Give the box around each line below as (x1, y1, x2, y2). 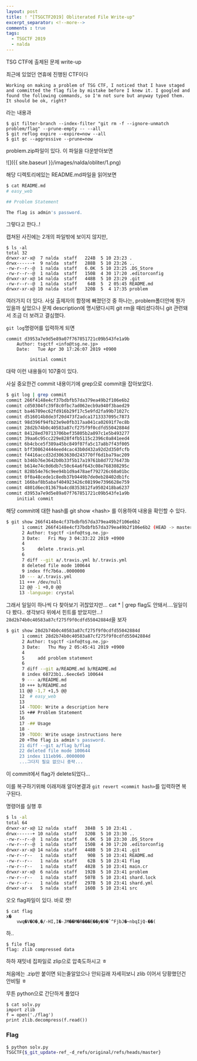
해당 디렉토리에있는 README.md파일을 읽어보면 (6, 171, 117, 178)
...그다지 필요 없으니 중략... (19, 759, 83, 765)
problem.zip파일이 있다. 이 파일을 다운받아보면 (6, 147, 113, 154)
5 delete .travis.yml (21, 546, 85, 553)
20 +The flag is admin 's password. (19, 737, 107, 743)
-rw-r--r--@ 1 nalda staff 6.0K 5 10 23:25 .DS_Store (6, 266, 154, 272)
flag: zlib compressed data (6, 947, 75, 953)
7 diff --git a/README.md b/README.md (21, 666, 117, 672)
